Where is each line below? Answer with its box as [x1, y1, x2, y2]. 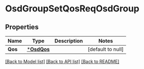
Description [54, 38, 83, 44]
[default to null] [88, 46, 124, 53]
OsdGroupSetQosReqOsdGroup [5, 3, 140, 14]
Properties [5, 23, 39, 31]
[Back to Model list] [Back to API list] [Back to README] [5, 59, 120, 65]
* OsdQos [26, 46, 50, 53]
